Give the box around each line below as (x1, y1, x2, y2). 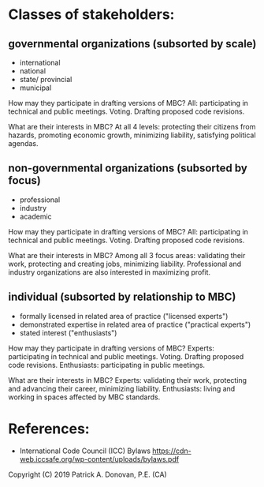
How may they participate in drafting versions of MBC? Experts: (8, 343, 215, 353)
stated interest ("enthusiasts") (19, 328, 117, 337)
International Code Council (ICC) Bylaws (19, 446, 151, 455)
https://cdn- (152, 446, 191, 455)
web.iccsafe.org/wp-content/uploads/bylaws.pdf (19, 454, 180, 463)
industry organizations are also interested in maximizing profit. (8, 267, 211, 277)
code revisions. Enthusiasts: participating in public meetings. (8, 360, 206, 369)
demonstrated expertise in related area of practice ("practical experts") (19, 320, 251, 329)
